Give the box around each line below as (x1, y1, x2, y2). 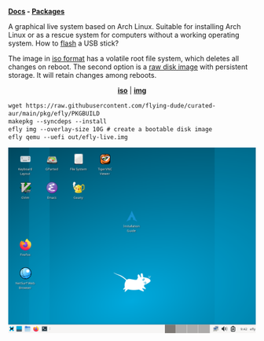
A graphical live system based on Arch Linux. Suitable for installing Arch (8, 22, 241, 31)
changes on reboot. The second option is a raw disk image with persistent (8, 62, 248, 71)
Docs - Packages (8, 7, 65, 16)
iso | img (117, 86, 147, 95)
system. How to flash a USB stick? (8, 38, 119, 48)
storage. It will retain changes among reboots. (8, 71, 157, 79)
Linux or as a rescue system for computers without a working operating (8, 31, 240, 39)
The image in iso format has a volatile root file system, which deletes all (8, 54, 240, 63)
